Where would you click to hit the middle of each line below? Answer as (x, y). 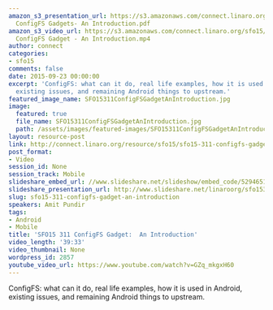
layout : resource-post (47, 136)
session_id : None (38, 167)
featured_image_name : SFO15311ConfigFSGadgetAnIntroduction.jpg (119, 99)
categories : (28, 54)
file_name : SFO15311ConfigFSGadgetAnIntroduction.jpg (108, 122)
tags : (17, 212)
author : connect (36, 46)
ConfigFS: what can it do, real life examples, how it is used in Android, (126, 288)
